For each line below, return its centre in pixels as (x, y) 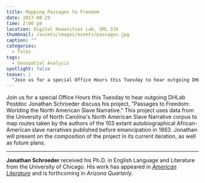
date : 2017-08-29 (28, 18)
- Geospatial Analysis (41, 63)
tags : (13, 57)
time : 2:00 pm (24, 23)
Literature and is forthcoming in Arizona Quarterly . (70, 173)
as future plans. (26, 143)
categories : (21, 46)
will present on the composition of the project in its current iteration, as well (101, 136)
